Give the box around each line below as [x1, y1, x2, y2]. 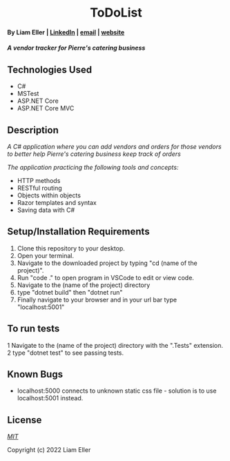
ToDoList [89, 5, 143, 21]
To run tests [7, 323, 60, 335]
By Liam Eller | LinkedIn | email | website [7, 28, 125, 36]
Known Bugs [7, 369, 64, 380]
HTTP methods [17, 177, 61, 184]
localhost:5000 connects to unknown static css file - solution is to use [17, 386, 217, 395]
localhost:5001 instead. [17, 394, 84, 402]
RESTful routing [17, 184, 62, 192]
